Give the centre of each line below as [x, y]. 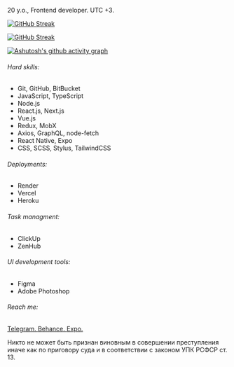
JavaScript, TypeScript [50, 96]
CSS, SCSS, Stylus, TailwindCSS [64, 148]
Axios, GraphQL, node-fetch [58, 133]
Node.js [29, 104]
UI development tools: [39, 262]
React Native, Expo [45, 141]
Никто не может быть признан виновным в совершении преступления [113, 342]
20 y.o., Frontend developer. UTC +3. [61, 10]
